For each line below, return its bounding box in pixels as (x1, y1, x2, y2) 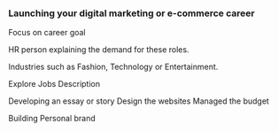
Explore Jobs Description (8, 79, 101, 89)
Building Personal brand (8, 113, 97, 124)
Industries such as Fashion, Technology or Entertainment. (8, 61, 219, 73)
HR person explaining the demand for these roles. (8, 44, 189, 55)
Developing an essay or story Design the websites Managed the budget (8, 96, 269, 106)
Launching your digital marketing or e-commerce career (8, 7, 255, 19)
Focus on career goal (8, 27, 86, 38)
